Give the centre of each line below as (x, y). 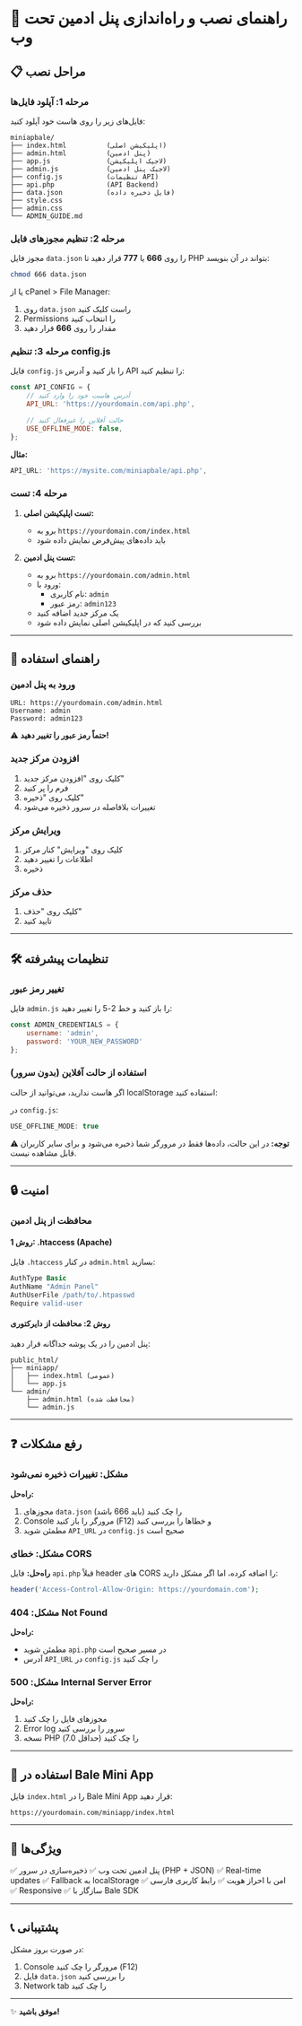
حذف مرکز (31, 892)
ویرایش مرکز (35, 830)
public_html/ (35, 1360)
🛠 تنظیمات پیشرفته (59, 959)
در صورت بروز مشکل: (47, 1949)
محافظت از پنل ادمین (51, 1221)
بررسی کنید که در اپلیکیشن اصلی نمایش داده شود (119, 622)
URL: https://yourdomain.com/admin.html (87, 703)
